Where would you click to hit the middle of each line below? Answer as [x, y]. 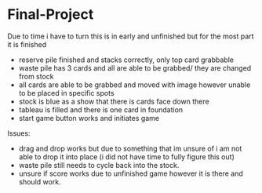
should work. [40, 181]
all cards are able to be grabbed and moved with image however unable [135, 85]
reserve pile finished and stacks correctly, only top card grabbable [126, 60]
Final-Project [51, 15]
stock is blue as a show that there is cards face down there [114, 101]
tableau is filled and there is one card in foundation [101, 109]
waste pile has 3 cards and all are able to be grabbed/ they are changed [135, 67]
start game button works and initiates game [89, 118]
